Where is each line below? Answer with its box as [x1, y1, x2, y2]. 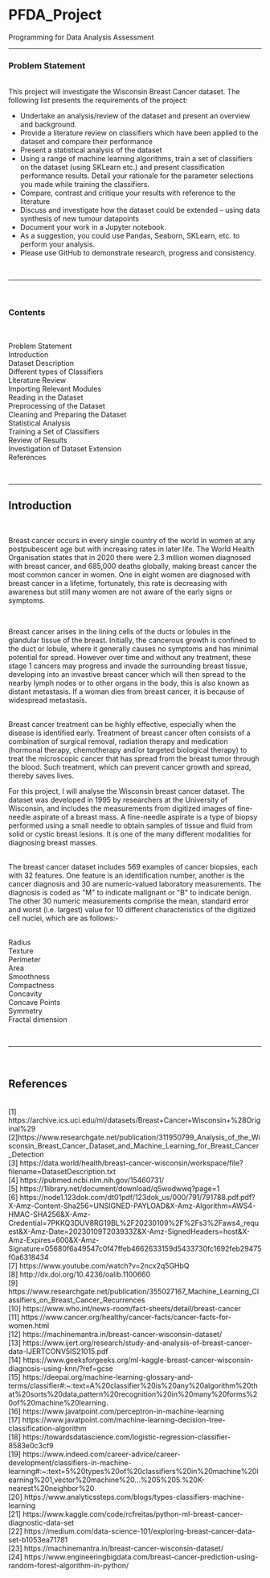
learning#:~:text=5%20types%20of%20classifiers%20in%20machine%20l [8, 1467, 259, 1476]
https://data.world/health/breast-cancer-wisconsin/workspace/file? [19, 1158, 243, 1168]
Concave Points [8, 998, 61, 1007]
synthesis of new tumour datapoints [19, 214, 139, 223]
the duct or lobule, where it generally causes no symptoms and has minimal [8, 644, 259, 654]
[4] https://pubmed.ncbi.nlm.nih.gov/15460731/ [8, 1175, 165, 1186]
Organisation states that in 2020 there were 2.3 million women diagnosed [8, 553, 252, 563]
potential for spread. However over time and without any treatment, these [8, 653, 252, 662]
